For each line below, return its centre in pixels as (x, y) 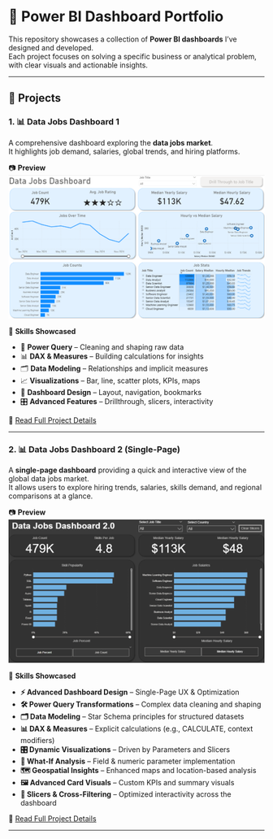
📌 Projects (35, 98)
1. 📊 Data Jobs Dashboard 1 (64, 122)
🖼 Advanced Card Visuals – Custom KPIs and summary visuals (127, 782)
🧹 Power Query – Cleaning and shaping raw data (102, 347)
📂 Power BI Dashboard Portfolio (116, 17)
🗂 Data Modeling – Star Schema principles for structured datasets (132, 716)
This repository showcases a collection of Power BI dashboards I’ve (123, 39)
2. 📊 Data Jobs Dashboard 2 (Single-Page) (95, 449)
